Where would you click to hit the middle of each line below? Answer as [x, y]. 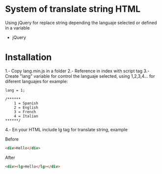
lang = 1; [15, 90]
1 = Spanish [26, 103]
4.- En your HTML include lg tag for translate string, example [66, 129]
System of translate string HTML [73, 9]
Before [12, 139]
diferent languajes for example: [37, 81]
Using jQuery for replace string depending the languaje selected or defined [81, 23]
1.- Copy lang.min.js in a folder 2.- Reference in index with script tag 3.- [77, 71]
